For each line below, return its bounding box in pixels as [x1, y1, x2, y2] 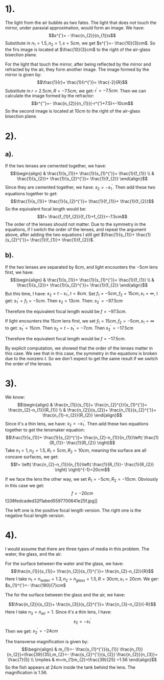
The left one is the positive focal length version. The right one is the [5, 507, 141, 513]
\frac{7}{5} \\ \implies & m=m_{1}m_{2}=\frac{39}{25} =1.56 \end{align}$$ [7, 657, 157, 663]
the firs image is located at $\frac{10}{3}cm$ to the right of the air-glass [5, 47, 151, 52]
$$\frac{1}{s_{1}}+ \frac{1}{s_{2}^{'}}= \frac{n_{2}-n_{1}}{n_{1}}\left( [5, 435, 143, 441]
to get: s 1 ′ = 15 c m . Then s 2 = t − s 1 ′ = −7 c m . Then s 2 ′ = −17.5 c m [5, 324, 134, 332]
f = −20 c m [71, 490, 94, 496]
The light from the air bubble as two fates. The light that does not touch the [5, 20, 157, 25]
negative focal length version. [5, 513, 65, 518]
